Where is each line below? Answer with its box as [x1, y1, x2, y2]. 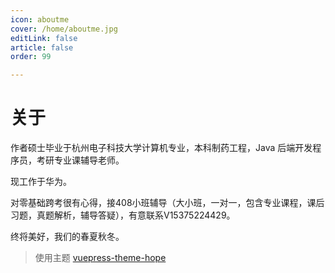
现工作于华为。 [10, 176, 72, 188]
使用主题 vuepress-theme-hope [34, 252, 167, 264]
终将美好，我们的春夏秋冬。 [10, 231, 125, 243]
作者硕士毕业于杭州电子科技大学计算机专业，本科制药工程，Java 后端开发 [10, 142, 313, 154]
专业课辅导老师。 [53, 154, 125, 166]
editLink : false [10, 33, 78, 43]
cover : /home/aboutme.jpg [10, 24, 118, 34]
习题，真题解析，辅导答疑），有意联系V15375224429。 [10, 209, 236, 221]
